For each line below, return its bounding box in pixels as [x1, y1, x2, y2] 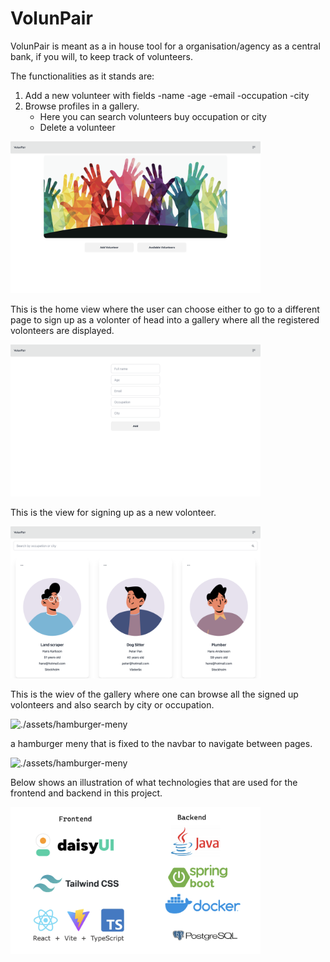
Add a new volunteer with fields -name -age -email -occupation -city [24, 89, 310, 101]
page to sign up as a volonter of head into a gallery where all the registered [10, 313, 320, 326]
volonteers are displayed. [10, 324, 115, 336]
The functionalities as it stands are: [10, 70, 155, 82]
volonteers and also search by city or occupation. [10, 698, 215, 711]
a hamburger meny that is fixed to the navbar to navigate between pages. [10, 737, 313, 749]
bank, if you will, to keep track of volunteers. [10, 50, 194, 62]
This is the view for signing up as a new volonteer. [10, 506, 217, 518]
